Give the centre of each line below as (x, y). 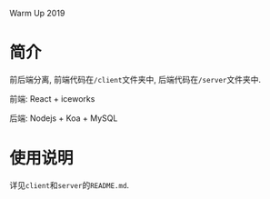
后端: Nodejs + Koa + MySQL (64, 118)
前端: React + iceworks (52, 98)
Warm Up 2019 (37, 13)
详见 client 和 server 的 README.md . (70, 184)
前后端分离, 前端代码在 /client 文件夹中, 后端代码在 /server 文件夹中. (135, 79)
